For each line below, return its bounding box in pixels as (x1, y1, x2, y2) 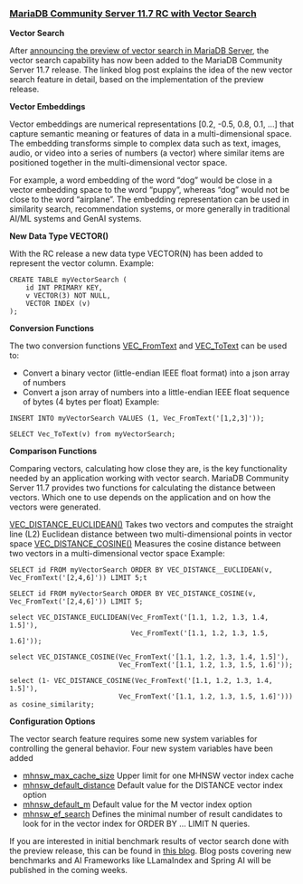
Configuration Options (9, 716, 96, 727)
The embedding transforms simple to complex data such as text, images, (9, 138, 281, 149)
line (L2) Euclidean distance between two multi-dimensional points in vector (9, 528, 292, 540)
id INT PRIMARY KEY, (25, 283, 103, 292)
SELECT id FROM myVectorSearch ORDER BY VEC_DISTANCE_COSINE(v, (9, 589, 257, 599)
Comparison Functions (9, 446, 98, 457)
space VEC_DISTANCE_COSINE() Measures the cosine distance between (9, 538, 281, 549)
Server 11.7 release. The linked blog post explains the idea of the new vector (9, 64, 293, 75)
